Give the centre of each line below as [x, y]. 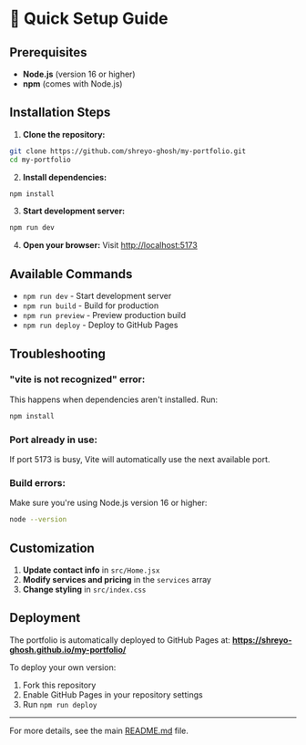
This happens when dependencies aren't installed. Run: [114, 399]
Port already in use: [54, 440]
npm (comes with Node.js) [72, 84]
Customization [52, 548]
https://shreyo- [262, 640]
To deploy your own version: [63, 667]
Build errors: [38, 482]
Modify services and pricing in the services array [117, 579]
